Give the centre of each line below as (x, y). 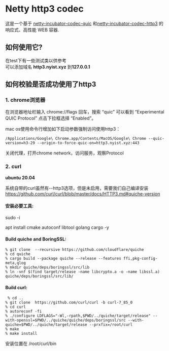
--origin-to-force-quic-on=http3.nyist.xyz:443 (88, 143)
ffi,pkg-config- (141, 259)
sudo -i (13, 217)
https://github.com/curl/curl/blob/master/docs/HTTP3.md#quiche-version (83, 193)
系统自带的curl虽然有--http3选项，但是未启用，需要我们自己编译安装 (77, 188)
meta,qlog (16, 263)
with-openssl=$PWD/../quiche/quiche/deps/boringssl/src (65, 320)
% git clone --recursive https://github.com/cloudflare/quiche (75, 250)
